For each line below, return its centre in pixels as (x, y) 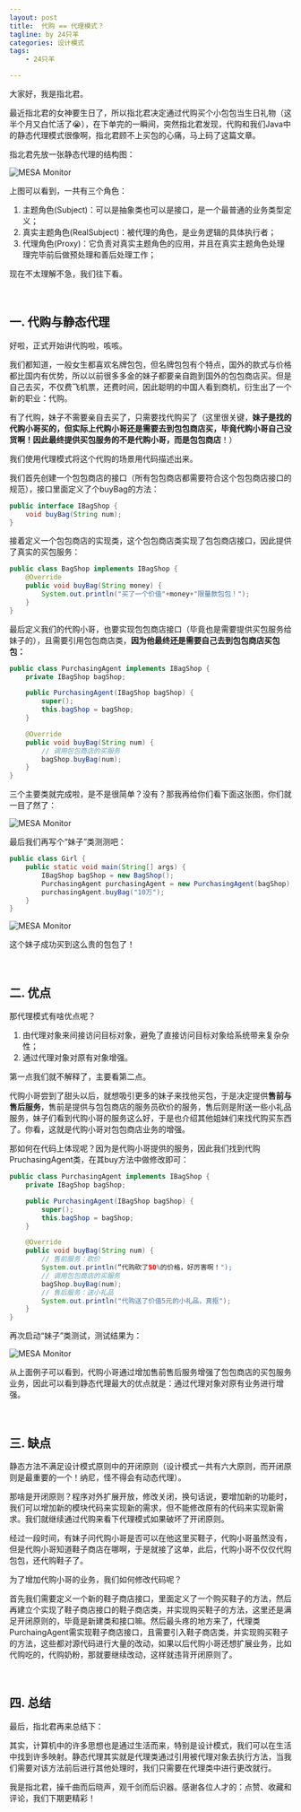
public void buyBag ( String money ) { (94, 586)
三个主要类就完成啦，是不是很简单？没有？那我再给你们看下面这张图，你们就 (150, 794)
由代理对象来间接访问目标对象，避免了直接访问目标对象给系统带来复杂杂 (155, 1035)
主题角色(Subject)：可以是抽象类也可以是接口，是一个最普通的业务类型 (153, 210)
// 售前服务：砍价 (71, 1259)
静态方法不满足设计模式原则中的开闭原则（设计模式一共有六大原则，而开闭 (146, 1466)
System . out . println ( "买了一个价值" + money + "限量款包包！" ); (146, 594)
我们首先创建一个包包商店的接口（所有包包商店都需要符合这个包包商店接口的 (150, 477)
